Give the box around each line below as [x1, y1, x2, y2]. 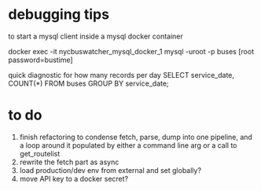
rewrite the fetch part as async [19, 157, 119, 167]
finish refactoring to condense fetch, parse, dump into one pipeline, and [19, 132, 253, 141]
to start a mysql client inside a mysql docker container [8, 31, 183, 41]
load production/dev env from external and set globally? [19, 165, 202, 174]
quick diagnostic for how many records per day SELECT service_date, [8, 70, 234, 79]
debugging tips [8, 6, 110, 24]
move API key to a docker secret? [19, 174, 129, 183]
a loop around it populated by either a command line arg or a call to [19, 140, 237, 150]
